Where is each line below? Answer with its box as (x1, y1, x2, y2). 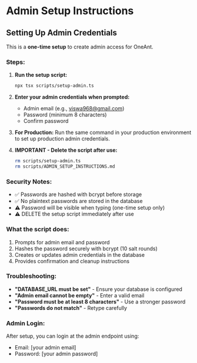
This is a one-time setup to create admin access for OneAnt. (6, 43, 154, 50)
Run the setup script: (14, 71, 68, 79)
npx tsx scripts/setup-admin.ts (14, 83, 94, 89)
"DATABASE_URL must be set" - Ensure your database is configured (14, 285, 182, 293)
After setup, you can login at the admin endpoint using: (6, 332, 139, 340)
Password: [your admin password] (14, 350, 98, 358)
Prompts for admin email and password (14, 238, 110, 246)
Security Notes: (6, 177, 52, 185)
